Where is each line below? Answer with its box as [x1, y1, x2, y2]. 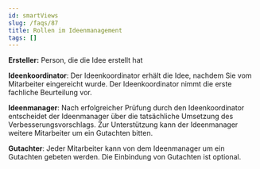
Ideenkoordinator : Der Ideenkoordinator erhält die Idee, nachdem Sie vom [8, 71, 252, 80]
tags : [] [8, 33, 37, 42]
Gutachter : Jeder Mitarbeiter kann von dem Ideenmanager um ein [8, 144, 225, 153]
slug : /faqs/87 [8, 19, 59, 27]
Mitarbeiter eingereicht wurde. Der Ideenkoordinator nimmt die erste [8, 79, 232, 89]
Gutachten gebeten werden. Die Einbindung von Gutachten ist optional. [8, 152, 242, 162]
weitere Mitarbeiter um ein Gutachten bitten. [8, 129, 153, 138]
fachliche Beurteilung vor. [8, 88, 93, 98]
